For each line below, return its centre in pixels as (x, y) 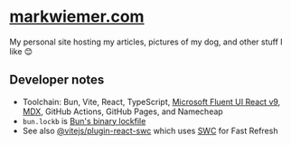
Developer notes (57, 80)
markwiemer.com (77, 17)
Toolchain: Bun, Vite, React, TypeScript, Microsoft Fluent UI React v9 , (151, 101)
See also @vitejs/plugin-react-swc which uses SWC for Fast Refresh (150, 130)
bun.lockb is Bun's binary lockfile (84, 121)
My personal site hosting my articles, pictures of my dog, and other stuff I (146, 42)
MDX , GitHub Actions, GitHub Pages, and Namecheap (122, 111)
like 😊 (21, 51)
